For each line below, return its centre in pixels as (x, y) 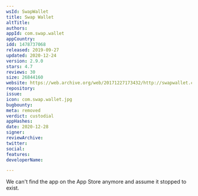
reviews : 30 (21, 72)
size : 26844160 (25, 77)
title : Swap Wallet (30, 17)
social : (16, 149)
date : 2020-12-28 (27, 127)
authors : (17, 28)
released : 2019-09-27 (33, 50)
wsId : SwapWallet (27, 12)
